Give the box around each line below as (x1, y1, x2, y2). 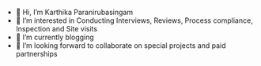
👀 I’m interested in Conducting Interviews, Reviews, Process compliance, (15, 16, 253, 25)
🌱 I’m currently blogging (15, 32, 95, 42)
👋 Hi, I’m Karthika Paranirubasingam (15, 8, 133, 16)
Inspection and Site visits (15, 24, 97, 33)
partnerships (15, 49, 58, 58)
